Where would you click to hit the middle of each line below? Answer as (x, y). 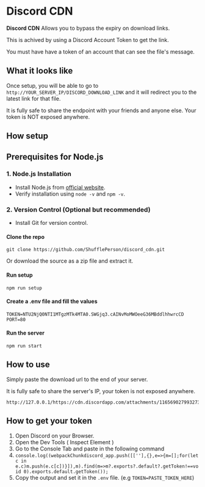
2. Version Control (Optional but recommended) (78, 210)
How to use (28, 365)
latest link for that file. (34, 98)
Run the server (25, 333)
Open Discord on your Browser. (55, 435)
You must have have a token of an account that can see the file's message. (101, 52)
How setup (27, 136)
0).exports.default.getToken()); (66, 471)
